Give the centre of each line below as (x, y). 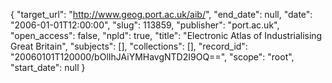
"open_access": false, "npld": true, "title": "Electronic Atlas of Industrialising (166, 35)
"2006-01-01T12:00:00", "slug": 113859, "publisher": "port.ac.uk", (145, 25)
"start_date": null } (48, 67)
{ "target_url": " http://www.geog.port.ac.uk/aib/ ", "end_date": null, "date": (161, 14)
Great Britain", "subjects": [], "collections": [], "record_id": (129, 46)
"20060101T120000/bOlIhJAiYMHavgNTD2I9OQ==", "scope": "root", (152, 57)
